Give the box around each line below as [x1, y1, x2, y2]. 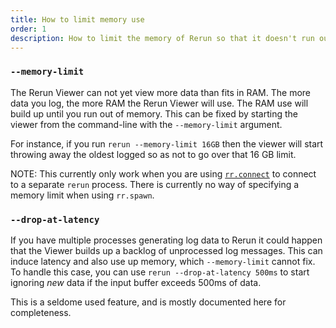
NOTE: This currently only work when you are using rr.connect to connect [10, 167, 317, 180]
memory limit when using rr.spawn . [10, 189, 155, 201]
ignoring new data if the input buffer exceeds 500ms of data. [10, 276, 262, 288]
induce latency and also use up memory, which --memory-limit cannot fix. [10, 255, 316, 267]
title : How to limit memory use [10, 14, 145, 25]
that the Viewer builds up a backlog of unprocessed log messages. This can [10, 244, 323, 256]
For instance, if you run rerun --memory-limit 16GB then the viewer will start [10, 137, 324, 150]
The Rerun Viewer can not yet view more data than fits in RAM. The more [10, 86, 312, 98]
